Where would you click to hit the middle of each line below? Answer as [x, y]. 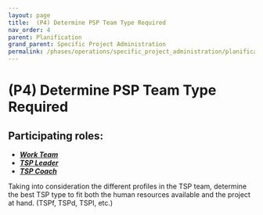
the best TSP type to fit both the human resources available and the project [129, 195]
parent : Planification [45, 37]
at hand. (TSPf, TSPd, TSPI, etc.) [61, 203]
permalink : [26, 52]
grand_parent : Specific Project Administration [87, 45]
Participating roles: [56, 136]
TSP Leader [39, 163]
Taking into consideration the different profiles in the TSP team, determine [128, 186]
